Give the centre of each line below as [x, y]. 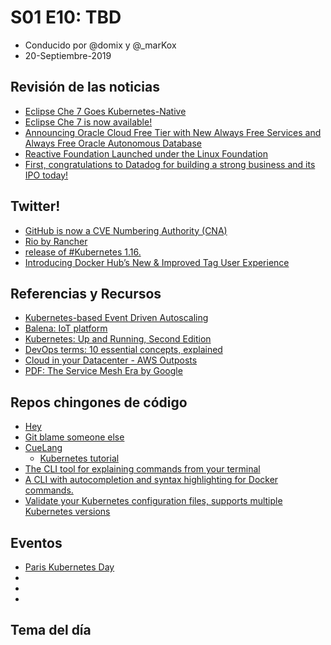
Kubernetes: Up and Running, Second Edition [118, 339]
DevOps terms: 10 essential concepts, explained [123, 350]
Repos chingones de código [99, 402]
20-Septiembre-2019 [68, 55]
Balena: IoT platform [66, 328]
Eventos [36, 542]
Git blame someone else [74, 437]
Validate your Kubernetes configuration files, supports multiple [153, 501]
